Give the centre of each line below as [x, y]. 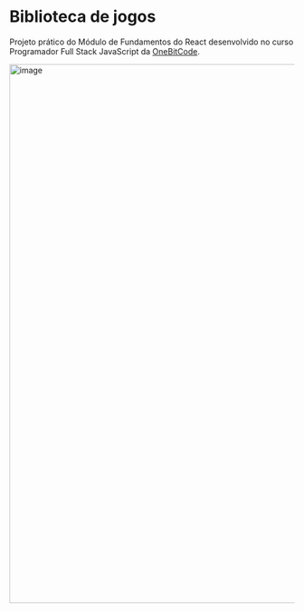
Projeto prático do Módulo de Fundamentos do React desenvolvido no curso [152, 42]
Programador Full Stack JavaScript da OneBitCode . [105, 51]
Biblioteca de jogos [83, 17]
